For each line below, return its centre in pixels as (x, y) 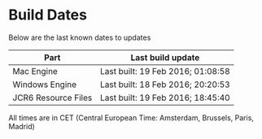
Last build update (165, 57)
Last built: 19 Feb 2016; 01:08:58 (165, 71)
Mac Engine (35, 71)
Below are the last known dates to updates (80, 37)
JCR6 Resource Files (52, 98)
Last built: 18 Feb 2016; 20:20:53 (165, 85)
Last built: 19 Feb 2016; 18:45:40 (165, 98)
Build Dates (48, 15)
